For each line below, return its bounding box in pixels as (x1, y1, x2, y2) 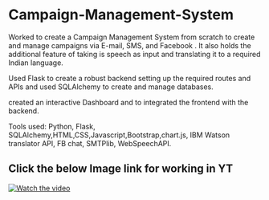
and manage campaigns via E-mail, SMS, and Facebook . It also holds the (8, 40, 251, 50)
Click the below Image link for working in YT (8, 162, 234, 176)
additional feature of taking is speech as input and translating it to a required (8, 49, 261, 59)
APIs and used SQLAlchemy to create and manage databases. (8, 82, 214, 92)
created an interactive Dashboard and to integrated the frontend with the (8, 97, 249, 107)
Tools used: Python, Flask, (8, 121, 96, 131)
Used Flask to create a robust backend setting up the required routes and (8, 73, 251, 83)
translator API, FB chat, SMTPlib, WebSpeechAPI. (8, 138, 172, 148)
